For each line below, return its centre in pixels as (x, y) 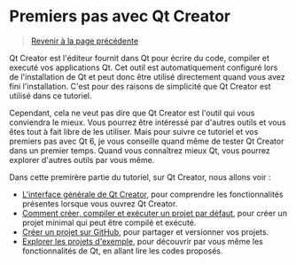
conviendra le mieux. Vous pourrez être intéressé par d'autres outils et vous (148, 122)
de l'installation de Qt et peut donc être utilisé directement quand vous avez (147, 76)
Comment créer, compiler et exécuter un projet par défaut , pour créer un (155, 213)
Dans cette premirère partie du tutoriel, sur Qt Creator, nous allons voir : (140, 177)
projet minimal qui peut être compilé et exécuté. (109, 222)
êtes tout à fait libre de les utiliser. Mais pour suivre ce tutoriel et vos (134, 131)
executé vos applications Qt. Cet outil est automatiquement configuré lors (144, 67)
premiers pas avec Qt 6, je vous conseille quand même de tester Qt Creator (147, 141)
